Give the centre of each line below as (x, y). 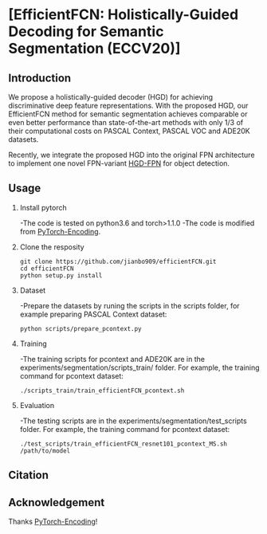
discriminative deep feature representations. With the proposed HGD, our (128, 106)
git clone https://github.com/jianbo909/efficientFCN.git (118, 261)
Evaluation (37, 405)
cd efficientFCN (47, 269)
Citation (29, 475)
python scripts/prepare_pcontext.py (80, 328)
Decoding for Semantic (86, 31)
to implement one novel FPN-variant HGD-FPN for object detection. (119, 163)
